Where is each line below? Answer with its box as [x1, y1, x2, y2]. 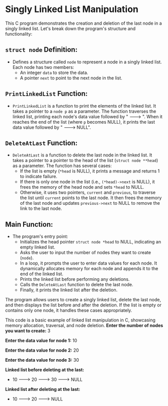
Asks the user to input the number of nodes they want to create [20, 250, 151, 256]
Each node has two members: [12, 64, 74, 70]
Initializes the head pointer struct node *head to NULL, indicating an [20, 239, 161, 245]
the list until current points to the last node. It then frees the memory [20, 195, 162, 201]
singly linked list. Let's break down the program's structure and [5, 25, 136, 31]
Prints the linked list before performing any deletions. [20, 276, 130, 282]
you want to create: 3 [5, 328, 51, 334]
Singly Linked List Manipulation [5, 4, 139, 15]
